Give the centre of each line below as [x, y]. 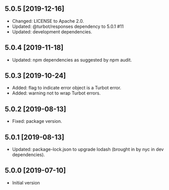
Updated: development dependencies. [52, 32]
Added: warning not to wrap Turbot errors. [56, 93]
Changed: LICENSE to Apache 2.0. [48, 21]
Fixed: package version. [37, 121]
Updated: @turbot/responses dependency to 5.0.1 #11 [68, 26]
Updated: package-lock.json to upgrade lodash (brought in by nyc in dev [88, 150]
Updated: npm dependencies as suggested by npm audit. [72, 60]
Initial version [26, 182]
